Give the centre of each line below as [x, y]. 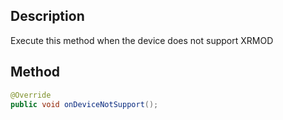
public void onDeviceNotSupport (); [84, 104]
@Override [31, 95]
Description [47, 16]
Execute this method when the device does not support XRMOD [142, 40]
